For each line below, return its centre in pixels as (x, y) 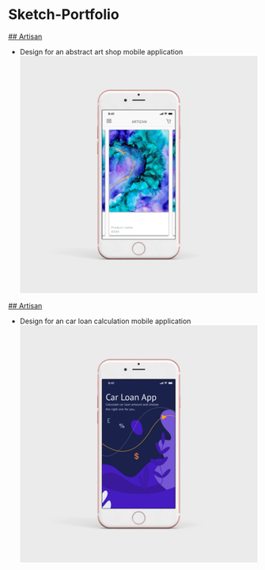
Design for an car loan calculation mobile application (105, 321)
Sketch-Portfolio (64, 15)
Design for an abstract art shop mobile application (101, 51)
